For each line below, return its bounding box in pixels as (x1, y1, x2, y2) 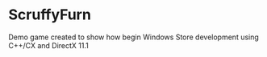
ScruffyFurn (8, 6, 91, 24)
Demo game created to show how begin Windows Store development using (8, 32, 260, 42)
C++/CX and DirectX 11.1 (8, 40, 89, 50)
